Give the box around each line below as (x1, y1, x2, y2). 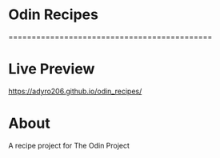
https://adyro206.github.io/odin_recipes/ (8, 86, 142, 96)
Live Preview (8, 60, 95, 78)
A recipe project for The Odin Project (8, 140, 130, 150)
